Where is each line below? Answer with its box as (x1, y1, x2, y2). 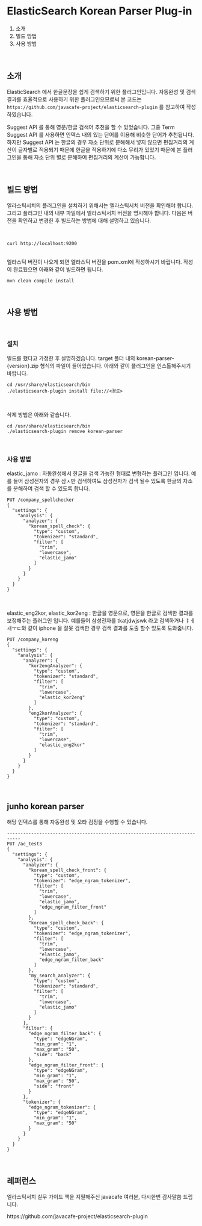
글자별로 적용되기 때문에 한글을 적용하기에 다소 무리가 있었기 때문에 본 (17, 146, 182, 153)
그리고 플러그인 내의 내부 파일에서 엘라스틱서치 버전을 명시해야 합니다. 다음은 (7, 209, 187, 216)
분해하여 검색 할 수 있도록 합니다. (13, 485, 90, 492)
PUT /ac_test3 (7, 841, 43, 847)
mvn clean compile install (7, 278, 75, 284)
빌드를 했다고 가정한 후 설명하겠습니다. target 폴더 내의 (7, 354, 135, 362)
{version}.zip (7, 362, 39, 369)
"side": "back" (33, 1051, 72, 1057)
